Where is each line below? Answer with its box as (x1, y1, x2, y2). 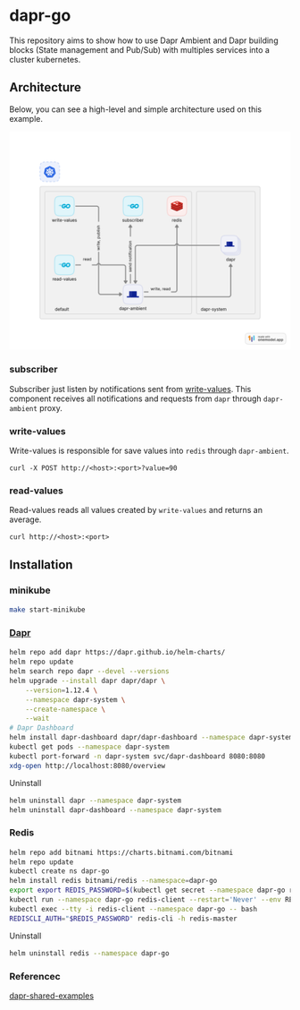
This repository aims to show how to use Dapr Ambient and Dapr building (9, 35, 279, 46)
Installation (9, 557, 73, 572)
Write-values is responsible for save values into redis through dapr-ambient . (9, 445, 289, 457)
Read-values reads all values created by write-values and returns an (9, 505, 263, 516)
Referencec (9, 970, 61, 982)
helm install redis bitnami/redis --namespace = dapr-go (9, 877, 218, 886)
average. (9, 514, 42, 525)
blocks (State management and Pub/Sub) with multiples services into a (9, 44, 271, 55)
